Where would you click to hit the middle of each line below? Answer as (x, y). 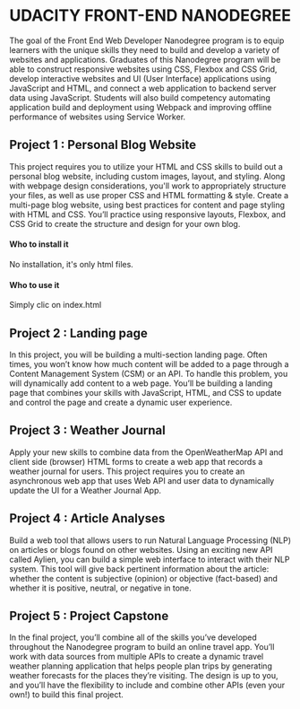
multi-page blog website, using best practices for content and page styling (147, 205)
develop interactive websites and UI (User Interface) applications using (140, 78)
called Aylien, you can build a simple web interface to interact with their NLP (150, 559)
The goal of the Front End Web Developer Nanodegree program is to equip (147, 40)
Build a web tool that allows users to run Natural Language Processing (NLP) (150, 540)
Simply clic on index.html (56, 305)
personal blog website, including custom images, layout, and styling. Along (147, 176)
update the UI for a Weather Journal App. (85, 490)
